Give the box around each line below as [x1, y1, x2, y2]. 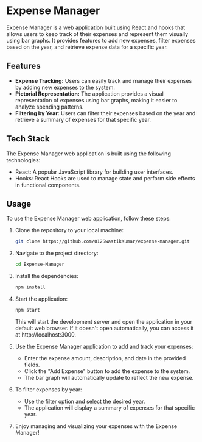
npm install [15, 284, 46, 290]
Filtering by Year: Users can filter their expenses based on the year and [15, 109, 196, 116]
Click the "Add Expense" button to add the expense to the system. [24, 367, 190, 375]
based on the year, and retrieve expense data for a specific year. [6, 43, 169, 51]
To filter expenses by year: [15, 385, 82, 393]
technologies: [6, 156, 41, 163]
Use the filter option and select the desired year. [24, 397, 145, 405]
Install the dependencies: [15, 273, 79, 280]
